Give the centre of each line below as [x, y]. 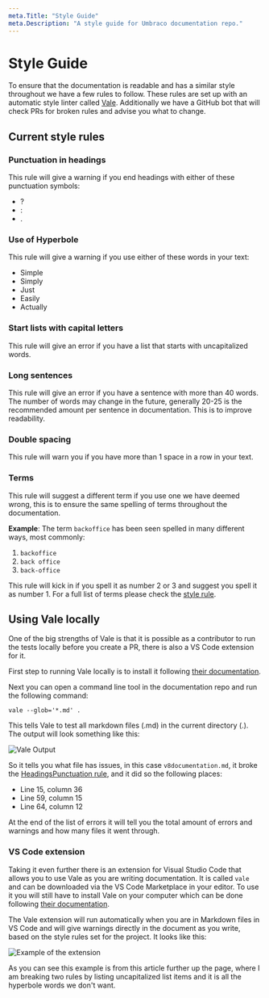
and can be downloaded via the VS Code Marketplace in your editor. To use [134, 887]
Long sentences [41, 375]
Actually [33, 307]
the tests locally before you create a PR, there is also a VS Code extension [131, 648]
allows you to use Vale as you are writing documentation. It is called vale [129, 878]
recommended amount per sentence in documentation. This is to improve [130, 410]
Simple [31, 273]
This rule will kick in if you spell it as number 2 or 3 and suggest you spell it [133, 585]
